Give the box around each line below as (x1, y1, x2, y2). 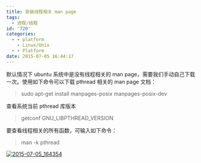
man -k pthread (20, 138, 60, 146)
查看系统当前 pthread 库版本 (6, 102, 76, 110)
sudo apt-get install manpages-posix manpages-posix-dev (20, 90, 167, 97)
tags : (6, 14, 20, 20)
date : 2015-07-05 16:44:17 (6, 53, 74, 59)
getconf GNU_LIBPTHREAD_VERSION (20, 114, 114, 122)
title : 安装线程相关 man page (6, 8, 76, 15)
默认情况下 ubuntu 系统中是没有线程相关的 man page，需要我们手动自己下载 (6, 70, 196, 78)
